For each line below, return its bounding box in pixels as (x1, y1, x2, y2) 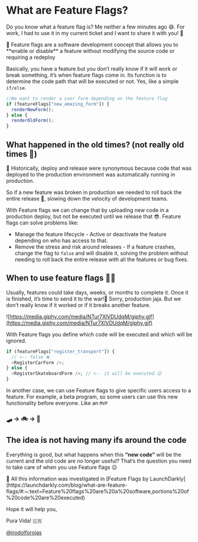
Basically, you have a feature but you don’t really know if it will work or (6, 65, 178, 72)
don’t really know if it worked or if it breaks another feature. (6, 301, 151, 309)
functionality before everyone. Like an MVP (6, 400, 108, 407)
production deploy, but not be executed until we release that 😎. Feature (6, 213, 181, 220)
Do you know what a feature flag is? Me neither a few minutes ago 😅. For (6, 23, 185, 30)
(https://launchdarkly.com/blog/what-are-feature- (6, 481, 128, 489)
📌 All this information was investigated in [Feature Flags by (6, 475, 149, 482)
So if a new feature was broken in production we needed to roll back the (6, 189, 182, 196)
